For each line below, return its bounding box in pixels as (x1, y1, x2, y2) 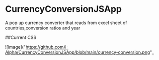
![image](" (5, 44, 26, 50)
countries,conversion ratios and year (5, 25, 80, 30)
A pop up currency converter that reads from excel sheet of (5, 20, 128, 26)
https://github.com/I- (25, 44, 69, 50)
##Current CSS (5, 34, 36, 40)
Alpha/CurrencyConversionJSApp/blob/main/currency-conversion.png (5, 49, 150, 55)
